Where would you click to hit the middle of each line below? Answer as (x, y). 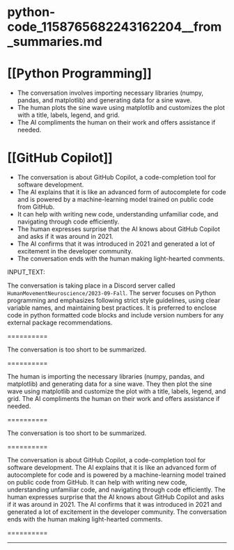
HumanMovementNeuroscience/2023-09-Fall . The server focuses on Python (111, 293)
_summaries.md (55, 42)
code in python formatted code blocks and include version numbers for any (116, 315)
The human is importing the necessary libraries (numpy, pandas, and (106, 377)
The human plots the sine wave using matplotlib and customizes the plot (121, 108)
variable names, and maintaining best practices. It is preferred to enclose (112, 308)
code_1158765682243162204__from (115, 27)
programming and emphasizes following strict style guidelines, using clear (114, 301)
